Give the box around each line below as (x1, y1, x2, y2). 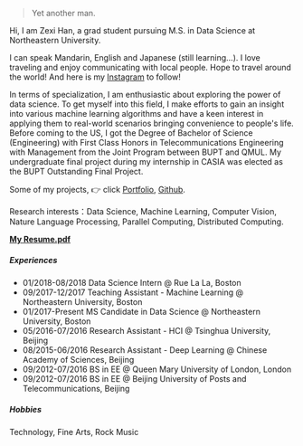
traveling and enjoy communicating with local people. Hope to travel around (9, 62, 292, 72)
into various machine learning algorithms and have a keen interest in (9, 109, 264, 119)
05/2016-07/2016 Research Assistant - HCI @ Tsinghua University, (22, 325, 271, 336)
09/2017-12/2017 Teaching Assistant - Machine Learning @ (22, 287, 244, 298)
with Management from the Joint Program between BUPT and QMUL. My (9, 147, 282, 157)
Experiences (9, 254, 58, 265)
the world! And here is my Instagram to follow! (9, 71, 181, 82)
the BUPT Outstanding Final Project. (9, 166, 144, 176)
